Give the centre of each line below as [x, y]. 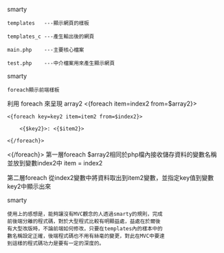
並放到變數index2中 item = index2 [55, 163]
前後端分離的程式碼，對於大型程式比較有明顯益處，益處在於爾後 [84, 221]
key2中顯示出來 [29, 186]
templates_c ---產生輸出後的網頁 [51, 37]
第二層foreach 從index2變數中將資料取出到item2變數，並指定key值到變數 [111, 178]
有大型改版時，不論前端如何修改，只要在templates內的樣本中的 [85, 229]
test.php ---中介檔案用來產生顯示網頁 [61, 63]
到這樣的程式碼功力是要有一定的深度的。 [56, 243]
